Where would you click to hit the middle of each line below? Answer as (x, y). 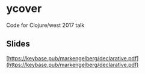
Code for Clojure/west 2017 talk (45, 25)
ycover (24, 9)
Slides (18, 44)
